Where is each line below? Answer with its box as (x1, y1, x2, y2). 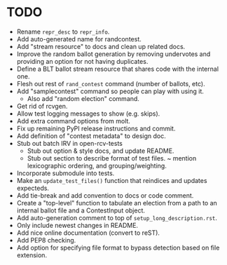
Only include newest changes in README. (16, 221, 138, 229)
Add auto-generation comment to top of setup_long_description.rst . (16, 213, 218, 222)
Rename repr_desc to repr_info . (16, 27, 110, 36)
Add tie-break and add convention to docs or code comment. (16, 191, 194, 200)
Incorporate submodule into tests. (16, 169, 115, 177)
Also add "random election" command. (27, 94, 139, 102)
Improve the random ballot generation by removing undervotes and (16, 50, 211, 58)
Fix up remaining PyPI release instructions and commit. (16, 124, 176, 132)
